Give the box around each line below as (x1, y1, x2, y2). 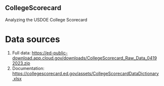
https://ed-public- (31, 50, 68, 55)
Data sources (5, 34, 60, 45)
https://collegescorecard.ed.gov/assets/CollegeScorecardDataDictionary (12, 70, 159, 76)
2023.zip (12, 60, 30, 66)
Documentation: (12, 65, 45, 71)
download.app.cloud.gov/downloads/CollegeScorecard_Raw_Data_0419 (12, 55, 157, 61)
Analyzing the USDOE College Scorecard (5, 17, 87, 22)
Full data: (12, 50, 31, 55)
